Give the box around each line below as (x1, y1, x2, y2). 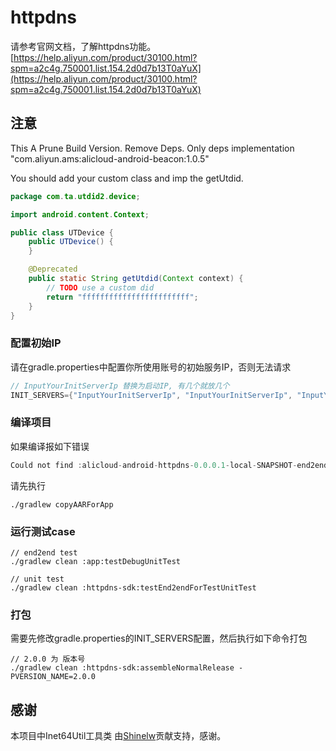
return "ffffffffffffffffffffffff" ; (46, 292, 199, 302)
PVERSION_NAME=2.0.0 (10, 672, 97, 682)
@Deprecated (28, 264, 78, 275)
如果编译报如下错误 (10, 440, 90, 452)
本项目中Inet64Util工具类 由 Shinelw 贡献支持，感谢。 (10, 730, 227, 741)
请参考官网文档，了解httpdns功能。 (10, 40, 157, 52)
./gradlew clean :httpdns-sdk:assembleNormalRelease (10, 663, 235, 673)
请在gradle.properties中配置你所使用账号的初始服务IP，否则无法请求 (10, 361, 292, 373)
